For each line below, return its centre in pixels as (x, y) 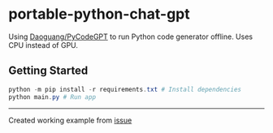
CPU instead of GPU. (43, 45)
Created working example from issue (70, 120)
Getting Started (48, 71)
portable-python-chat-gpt (100, 14)
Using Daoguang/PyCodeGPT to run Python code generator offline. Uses (131, 36)
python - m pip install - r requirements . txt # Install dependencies (125, 89)
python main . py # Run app (52, 97)
